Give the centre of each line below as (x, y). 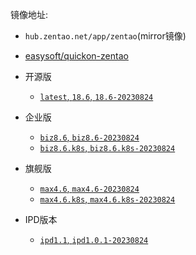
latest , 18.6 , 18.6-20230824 (96, 96)
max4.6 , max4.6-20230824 (89, 188)
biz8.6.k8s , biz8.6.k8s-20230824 (107, 147)
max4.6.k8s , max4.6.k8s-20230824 (107, 199)
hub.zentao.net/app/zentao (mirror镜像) (105, 36)
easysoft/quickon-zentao (76, 56)
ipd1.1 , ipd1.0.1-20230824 (94, 239)
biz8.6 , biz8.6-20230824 (89, 137)
